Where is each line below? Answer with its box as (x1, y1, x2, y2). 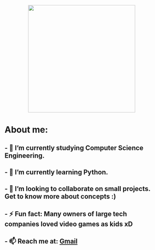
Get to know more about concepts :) (4, 193, 116, 201)
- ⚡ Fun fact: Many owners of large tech (4, 210, 128, 218)
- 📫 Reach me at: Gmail (4, 237, 78, 246)
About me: (4, 124, 48, 136)
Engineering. (4, 151, 45, 160)
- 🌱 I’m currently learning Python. (4, 168, 109, 176)
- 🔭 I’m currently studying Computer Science (4, 143, 144, 152)
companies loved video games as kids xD (4, 220, 133, 228)
